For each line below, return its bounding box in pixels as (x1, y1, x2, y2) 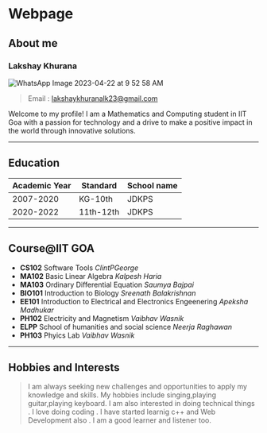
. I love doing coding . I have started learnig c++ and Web (27, 407, 216, 417)
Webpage (8, 5, 74, 23)
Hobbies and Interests (8, 361, 121, 374)
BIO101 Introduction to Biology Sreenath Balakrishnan (19, 288, 196, 298)
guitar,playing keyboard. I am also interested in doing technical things (27, 399, 256, 408)
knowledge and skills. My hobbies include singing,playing (27, 390, 217, 400)
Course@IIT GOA (8, 242, 95, 255)
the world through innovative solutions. (8, 126, 137, 135)
